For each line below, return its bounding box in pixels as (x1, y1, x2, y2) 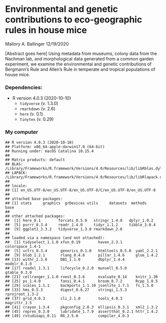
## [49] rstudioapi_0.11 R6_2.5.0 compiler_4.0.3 (5, 313, 129, 318)
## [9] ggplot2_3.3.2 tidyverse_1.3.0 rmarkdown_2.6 (5, 226, 123, 231)
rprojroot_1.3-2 (5, 291, 39, 297)
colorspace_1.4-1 (5, 244, 41, 249)
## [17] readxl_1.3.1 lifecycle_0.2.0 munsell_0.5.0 (5, 266, 127, 270)
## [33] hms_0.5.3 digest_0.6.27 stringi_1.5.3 (5, 287, 127, 292)
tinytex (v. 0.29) (19, 116, 54, 122)
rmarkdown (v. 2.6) (19, 106, 56, 112)
